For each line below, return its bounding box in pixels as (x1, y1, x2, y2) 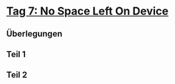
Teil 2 (6, 70, 27, 80)
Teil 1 (6, 49, 26, 59)
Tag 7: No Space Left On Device (6, 4, 169, 18)
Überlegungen (6, 29, 63, 39)
